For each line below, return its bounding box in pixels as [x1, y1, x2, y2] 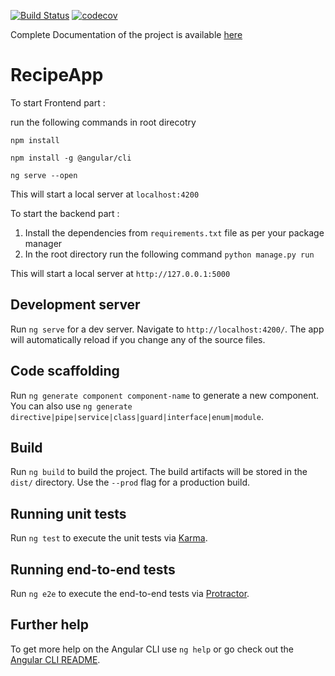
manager [24, 237, 63, 249]
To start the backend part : [10, 207, 120, 219]
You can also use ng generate [10, 400, 133, 412]
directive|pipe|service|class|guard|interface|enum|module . [10, 410, 264, 422]
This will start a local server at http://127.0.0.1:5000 [10, 267, 231, 279]
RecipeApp [10, 64, 104, 87]
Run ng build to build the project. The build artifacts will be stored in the [10, 466, 308, 478]
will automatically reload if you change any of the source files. [10, 333, 266, 345]
